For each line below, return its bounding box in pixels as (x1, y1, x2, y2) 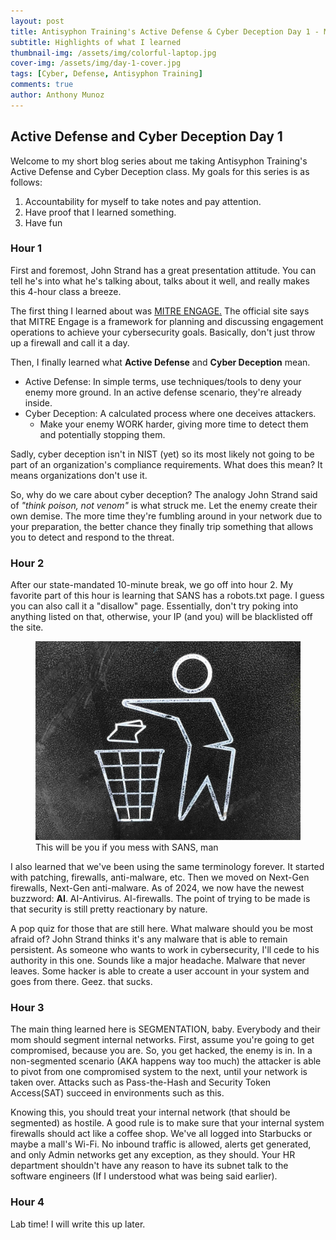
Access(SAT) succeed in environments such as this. (10, 1087, 225, 1099)
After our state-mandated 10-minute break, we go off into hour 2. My (10, 579, 294, 591)
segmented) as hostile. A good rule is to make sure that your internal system (10, 1117, 325, 1129)
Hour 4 (10, 1195, 45, 1209)
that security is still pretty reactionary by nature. (10, 903, 208, 915)
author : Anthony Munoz (10, 90, 105, 100)
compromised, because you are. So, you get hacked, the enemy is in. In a (10, 1045, 313, 1057)
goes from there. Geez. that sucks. (10, 976, 153, 988)
